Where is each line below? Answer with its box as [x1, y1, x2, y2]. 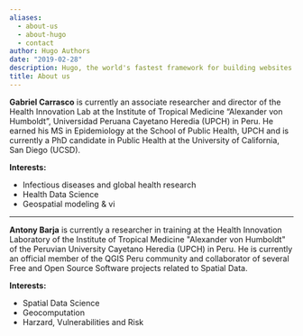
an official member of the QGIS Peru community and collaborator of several [9, 253, 290, 264]
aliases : [9, 13, 42, 23]
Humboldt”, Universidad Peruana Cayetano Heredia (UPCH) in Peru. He [9, 115, 273, 126]
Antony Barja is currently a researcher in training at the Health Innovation [9, 224, 282, 235]
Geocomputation [22, 307, 86, 318]
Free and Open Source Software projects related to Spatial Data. [9, 262, 248, 273]
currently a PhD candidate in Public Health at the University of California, [9, 134, 280, 145]
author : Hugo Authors [9, 47, 91, 56]
